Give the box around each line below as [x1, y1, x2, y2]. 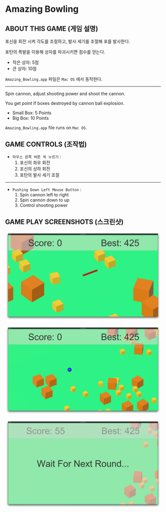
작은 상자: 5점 [12, 59, 39, 65]
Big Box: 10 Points [12, 115, 49, 121]
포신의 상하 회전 [19, 166, 50, 172]
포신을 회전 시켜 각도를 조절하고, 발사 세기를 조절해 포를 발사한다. [5, 39, 130, 44]
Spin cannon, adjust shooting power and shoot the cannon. [5, 91, 125, 96]
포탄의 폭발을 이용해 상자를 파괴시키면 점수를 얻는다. [5, 49, 105, 55]
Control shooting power [19, 202, 68, 208]
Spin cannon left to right [19, 191, 69, 197]
